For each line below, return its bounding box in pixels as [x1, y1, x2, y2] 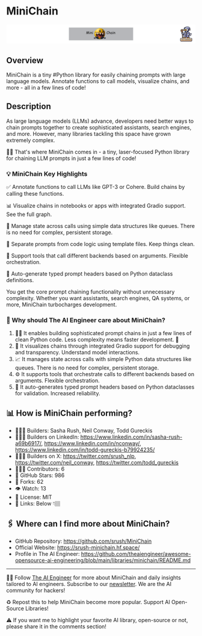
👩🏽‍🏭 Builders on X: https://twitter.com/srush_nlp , [14, 452, 136, 460]
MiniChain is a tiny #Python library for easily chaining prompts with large [6, 71, 186, 78]
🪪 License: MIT [14, 493, 52, 501]
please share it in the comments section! [6, 623, 107, 630]
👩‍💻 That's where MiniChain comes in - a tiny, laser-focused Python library [6, 148, 190, 155]
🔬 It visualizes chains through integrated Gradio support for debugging [14, 342, 191, 350]
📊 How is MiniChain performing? [6, 408, 133, 418]
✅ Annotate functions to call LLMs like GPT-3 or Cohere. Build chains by [6, 184, 185, 191]
